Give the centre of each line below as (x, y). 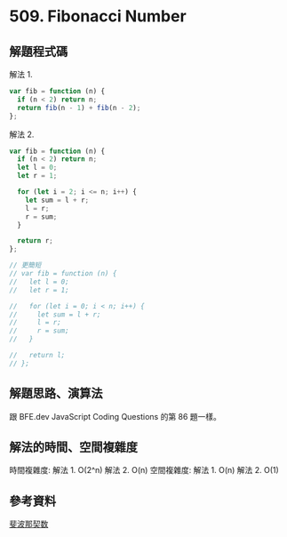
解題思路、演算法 (56, 393)
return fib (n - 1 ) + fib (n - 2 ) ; (79, 108)
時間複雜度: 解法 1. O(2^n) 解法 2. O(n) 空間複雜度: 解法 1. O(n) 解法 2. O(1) (144, 470)
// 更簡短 (25, 265)
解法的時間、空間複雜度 (73, 447)
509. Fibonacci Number (98, 16)
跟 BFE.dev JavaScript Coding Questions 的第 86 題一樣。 (116, 416)
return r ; (35, 241)
